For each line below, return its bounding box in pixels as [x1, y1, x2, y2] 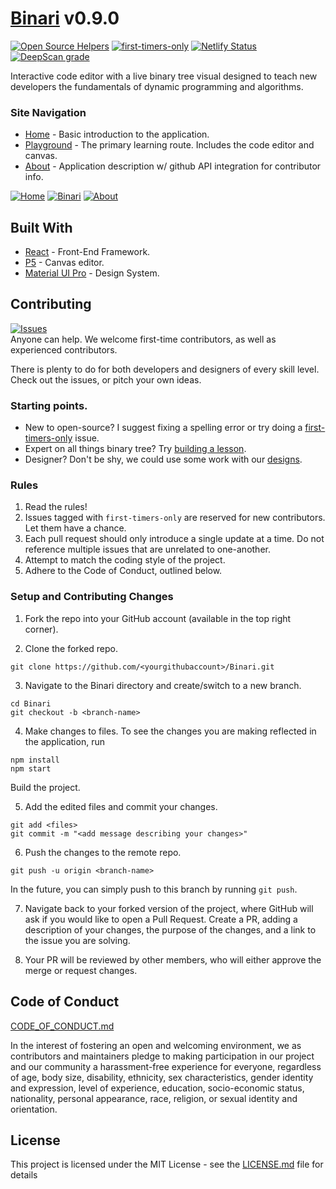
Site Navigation [10, 105, 87, 119]
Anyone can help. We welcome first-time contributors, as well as [10, 333, 277, 345]
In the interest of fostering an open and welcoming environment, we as [10, 1039, 302, 1051]
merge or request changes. [24, 964, 138, 976]
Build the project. [10, 781, 81, 793]
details [10, 1169, 38, 1181]
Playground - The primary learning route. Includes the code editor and [24, 139, 315, 151]
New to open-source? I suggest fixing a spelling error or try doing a [24, 422, 303, 434]
